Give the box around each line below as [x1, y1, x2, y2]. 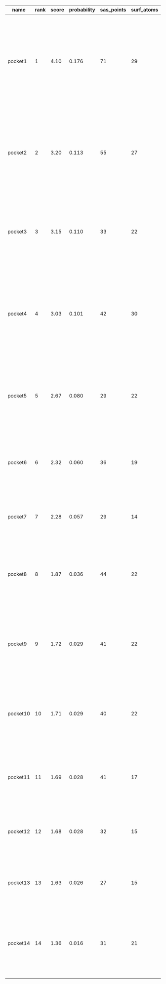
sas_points [100, 6, 126, 13]
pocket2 [7, 149, 27, 156]
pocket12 [7, 828, 31, 835]
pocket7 [7, 513, 27, 520]
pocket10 [7, 710, 31, 717]
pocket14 [7, 940, 31, 946]
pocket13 [7, 879, 31, 886]
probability [69, 6, 95, 13]
